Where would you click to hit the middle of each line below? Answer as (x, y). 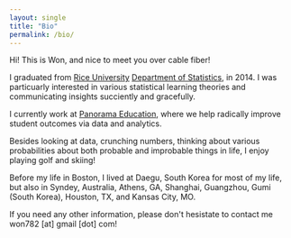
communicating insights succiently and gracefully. (103, 96)
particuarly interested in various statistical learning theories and (127, 87)
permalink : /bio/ (42, 34)
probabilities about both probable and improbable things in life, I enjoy (139, 151)
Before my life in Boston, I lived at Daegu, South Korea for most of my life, (145, 178)
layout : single (38, 18)
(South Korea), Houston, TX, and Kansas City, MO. (103, 197)
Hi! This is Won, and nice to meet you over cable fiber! (110, 60)
